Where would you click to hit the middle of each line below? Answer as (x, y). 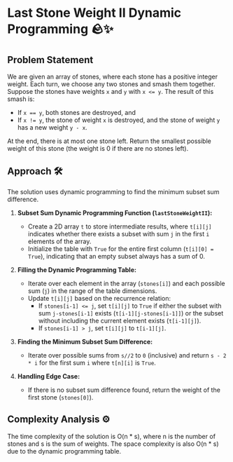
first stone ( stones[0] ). (61, 397)
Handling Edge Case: (49, 376)
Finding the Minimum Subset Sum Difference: (85, 341)
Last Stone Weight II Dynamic (94, 13)
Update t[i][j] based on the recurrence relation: (99, 298)
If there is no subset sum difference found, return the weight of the (124, 390)
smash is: (21, 99)
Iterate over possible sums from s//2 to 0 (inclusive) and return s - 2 (127, 355)
